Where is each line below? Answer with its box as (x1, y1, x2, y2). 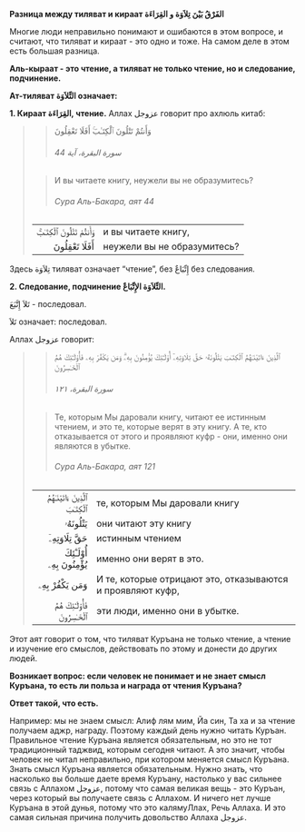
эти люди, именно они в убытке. (96, 604, 240, 617)
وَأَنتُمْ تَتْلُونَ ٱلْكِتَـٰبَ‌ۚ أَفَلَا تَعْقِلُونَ (54, 125, 152, 136)
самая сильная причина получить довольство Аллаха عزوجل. (9, 811, 248, 822)
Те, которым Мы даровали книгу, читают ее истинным (54, 411, 266, 422)
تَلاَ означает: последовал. (9, 316, 107, 327)
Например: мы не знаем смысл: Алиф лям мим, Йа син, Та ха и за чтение (9, 715, 296, 726)
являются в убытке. (54, 441, 132, 451)
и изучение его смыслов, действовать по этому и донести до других (9, 643, 278, 654)
